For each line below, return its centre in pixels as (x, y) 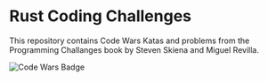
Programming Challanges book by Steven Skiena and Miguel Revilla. (134, 49)
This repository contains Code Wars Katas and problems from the (130, 40)
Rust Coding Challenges (101, 16)
